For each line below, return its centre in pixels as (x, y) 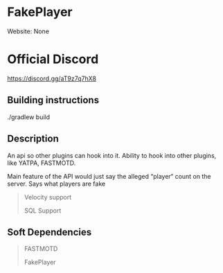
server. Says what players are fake (56, 184)
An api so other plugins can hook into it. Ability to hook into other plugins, (112, 155)
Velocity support (48, 197)
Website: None (28, 31)
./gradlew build (29, 117)
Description (33, 139)
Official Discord (53, 59)
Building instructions (53, 100)
